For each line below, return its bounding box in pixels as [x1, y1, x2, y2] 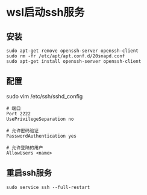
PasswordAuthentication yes [6, 133, 77, 139]
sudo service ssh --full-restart [6, 184, 90, 190]
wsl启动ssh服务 [6, 5, 85, 19]
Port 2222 [6, 110, 31, 117]
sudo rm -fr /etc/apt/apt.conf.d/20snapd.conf [6, 53, 125, 59]
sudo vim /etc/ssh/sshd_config [6, 92, 83, 100]
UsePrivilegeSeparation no [6, 116, 74, 122]
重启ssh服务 [6, 168, 52, 178]
